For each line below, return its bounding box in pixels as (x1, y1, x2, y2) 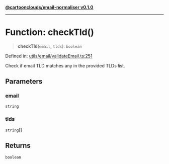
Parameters (5, 77, 43, 86)
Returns (5, 141, 31, 150)
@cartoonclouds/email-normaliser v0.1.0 (5, 5, 94, 10)
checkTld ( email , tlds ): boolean (17, 43, 82, 49)
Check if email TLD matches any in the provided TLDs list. (5, 62, 125, 68)
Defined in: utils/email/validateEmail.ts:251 (5, 53, 93, 59)
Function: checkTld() (5, 27, 95, 38)
